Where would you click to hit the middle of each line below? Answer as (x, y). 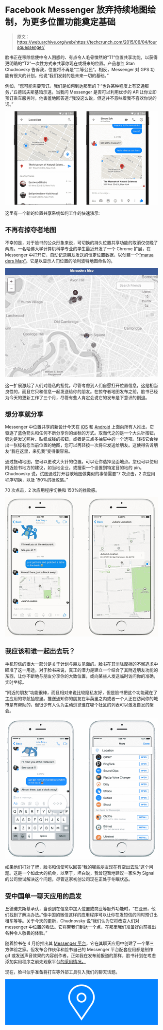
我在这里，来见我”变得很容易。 (42, 451)
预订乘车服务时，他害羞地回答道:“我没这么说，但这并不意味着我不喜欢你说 (79, 98)
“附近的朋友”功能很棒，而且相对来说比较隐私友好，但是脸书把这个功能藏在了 (81, 693)
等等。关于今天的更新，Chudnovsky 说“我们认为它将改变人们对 (76, 921)
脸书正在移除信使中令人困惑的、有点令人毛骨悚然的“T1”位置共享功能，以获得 (81, 57)
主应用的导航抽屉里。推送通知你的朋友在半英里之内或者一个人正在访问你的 (79, 698)
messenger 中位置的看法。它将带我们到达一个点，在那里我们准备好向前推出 (81, 927)
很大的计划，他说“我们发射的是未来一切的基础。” (61, 75)
